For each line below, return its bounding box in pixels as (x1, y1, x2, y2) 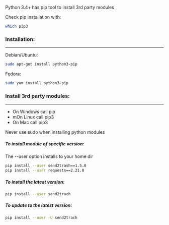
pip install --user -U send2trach (5, 215, 78, 220)
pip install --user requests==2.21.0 (5, 168, 84, 173)
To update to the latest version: (5, 202, 72, 208)
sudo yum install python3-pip (5, 81, 69, 86)
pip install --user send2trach (5, 191, 71, 196)
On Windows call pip (12, 108, 55, 115)
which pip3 (5, 24, 28, 29)
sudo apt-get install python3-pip (5, 62, 78, 67)
